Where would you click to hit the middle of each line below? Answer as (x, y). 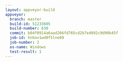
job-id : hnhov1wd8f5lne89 (37, 38)
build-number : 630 (29, 28)
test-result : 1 (26, 51)
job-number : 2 (24, 42)
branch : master (26, 19)
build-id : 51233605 (30, 24)
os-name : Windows (28, 47)
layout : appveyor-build (30, 10)
